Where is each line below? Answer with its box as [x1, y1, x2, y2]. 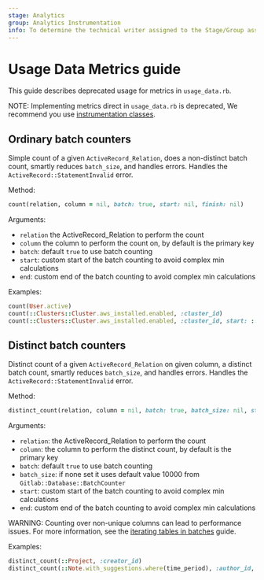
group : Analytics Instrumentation [8, 19, 122, 27]
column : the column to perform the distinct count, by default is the [19, 445, 232, 454]
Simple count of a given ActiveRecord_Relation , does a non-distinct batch [8, 153, 247, 163]
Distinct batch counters [8, 339, 126, 353]
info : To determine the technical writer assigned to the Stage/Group [8, 26, 244, 34]
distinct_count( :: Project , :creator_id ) [8, 557, 143, 565]
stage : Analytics [8, 11, 65, 20]
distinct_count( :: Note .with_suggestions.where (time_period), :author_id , [8, 564, 255, 573]
